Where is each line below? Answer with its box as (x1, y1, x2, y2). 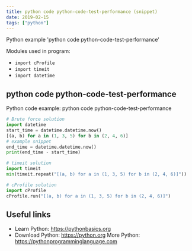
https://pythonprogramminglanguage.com (14, 238, 117, 245)
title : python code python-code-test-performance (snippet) (6, 8, 158, 15)
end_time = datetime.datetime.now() (6, 144, 97, 150)
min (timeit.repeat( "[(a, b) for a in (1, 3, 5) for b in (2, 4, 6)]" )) (6, 171, 187, 177)
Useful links (6, 209, 52, 219)
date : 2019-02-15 (6, 14, 49, 20)
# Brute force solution (6, 117, 65, 123)
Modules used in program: (6, 48, 71, 55)
